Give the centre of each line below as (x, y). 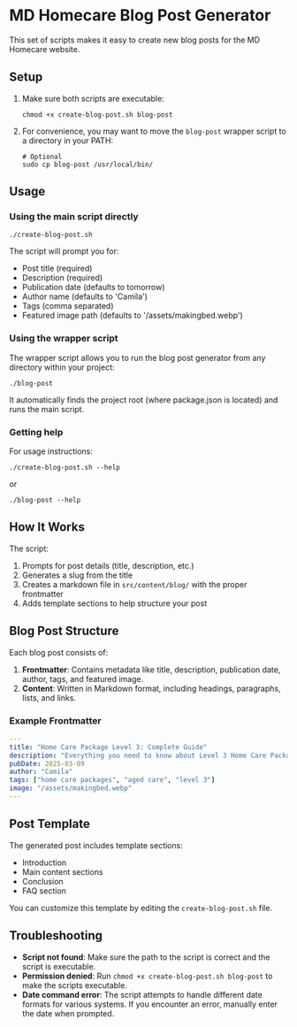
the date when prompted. (68, 1013)
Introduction (44, 862)
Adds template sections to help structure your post (114, 603)
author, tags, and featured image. (83, 678)
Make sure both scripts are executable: (93, 98)
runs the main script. (47, 409)
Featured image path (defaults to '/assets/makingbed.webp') (132, 316)
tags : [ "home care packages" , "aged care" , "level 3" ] (112, 780)
